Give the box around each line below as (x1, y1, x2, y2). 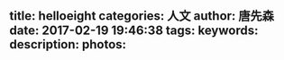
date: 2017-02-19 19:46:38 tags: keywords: (9, 23, 259, 39)
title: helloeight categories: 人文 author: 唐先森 (9, 8, 275, 24)
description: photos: (9, 37, 127, 52)
